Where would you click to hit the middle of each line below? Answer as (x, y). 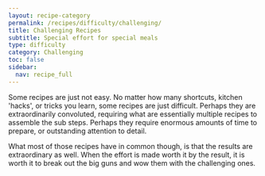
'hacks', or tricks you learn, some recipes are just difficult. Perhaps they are (132, 105)
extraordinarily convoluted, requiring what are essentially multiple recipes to (133, 114)
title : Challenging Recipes (55, 30)
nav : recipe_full (44, 75)
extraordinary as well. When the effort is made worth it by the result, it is (127, 155)
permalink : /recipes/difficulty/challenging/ (85, 23)
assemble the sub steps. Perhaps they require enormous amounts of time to (132, 122)
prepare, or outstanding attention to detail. (78, 131)
